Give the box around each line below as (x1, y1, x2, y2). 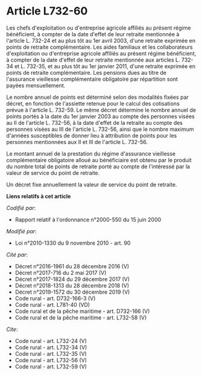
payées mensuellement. (6, 81, 66, 89)
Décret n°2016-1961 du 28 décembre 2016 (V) (14, 262, 130, 269)
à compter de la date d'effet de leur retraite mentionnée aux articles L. (6, 56, 180, 63)
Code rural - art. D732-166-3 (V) (14, 294, 96, 302)
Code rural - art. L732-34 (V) (14, 344, 87, 351)
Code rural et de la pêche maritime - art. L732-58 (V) (14, 314, 147, 321)
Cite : (6, 326, 18, 333)
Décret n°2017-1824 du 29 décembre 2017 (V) (14, 276, 130, 283)
